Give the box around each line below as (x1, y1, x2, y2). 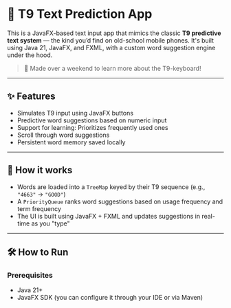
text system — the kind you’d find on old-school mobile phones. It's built (7, 36, 214, 44)
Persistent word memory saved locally (16, 137, 126, 146)
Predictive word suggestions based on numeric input (16, 116, 167, 124)
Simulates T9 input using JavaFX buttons (16, 109, 134, 117)
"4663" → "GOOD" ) (16, 190, 67, 198)
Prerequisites (7, 270, 53, 280)
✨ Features (7, 91, 56, 102)
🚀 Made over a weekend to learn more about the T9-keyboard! (23, 64, 201, 72)
